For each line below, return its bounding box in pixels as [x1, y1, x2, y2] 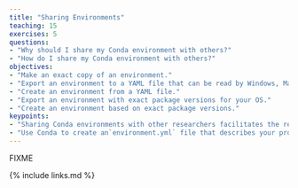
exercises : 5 [9, 29, 58, 38]
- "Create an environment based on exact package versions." [9, 104, 240, 113]
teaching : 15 [9, 21, 58, 30]
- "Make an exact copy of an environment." [9, 71, 173, 80]
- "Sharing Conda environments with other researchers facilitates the [9, 121, 279, 129]
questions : [9, 37, 50, 47]
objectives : [9, 63, 53, 72]
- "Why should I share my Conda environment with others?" [9, 46, 232, 55]
